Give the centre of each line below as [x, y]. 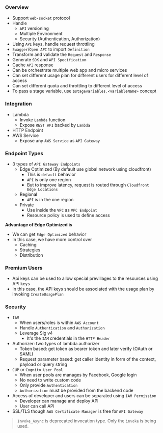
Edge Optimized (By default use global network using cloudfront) [85, 169]
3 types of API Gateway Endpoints [46, 164]
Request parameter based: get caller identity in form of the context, [88, 359]
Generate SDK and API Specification [49, 60]
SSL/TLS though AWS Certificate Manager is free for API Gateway [78, 411]
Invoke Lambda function [42, 120]
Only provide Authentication [48, 385]
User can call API [37, 406]
